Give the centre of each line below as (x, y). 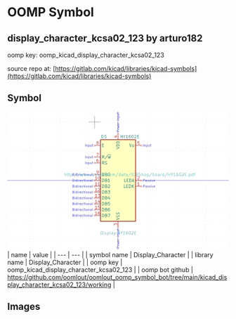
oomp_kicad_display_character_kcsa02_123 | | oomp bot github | (100, 269)
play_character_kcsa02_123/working (59, 285)
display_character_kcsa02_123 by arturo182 (105, 38)
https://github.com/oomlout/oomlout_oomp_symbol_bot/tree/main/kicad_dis (117, 277)
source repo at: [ (31, 69)
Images (24, 307)
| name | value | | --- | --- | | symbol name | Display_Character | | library (110, 254)
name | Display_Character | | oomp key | (65, 262)
